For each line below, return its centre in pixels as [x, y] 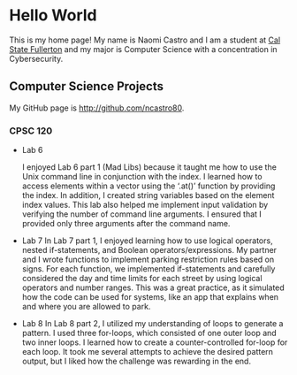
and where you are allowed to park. [86, 307]
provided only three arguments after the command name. [126, 224]
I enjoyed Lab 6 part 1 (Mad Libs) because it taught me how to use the [149, 167]
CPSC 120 [31, 131]
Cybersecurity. [36, 58]
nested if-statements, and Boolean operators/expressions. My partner [149, 250]
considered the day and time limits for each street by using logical [142, 279]
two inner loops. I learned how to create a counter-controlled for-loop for [155, 342]
